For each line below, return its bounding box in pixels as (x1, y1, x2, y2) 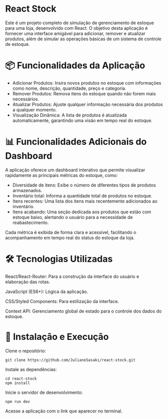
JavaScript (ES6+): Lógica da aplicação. (5, 288, 88, 294)
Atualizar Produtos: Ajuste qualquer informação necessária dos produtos (12, 101, 163, 107)
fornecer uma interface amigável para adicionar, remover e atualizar (5, 30, 145, 36)
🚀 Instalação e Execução (5, 331, 109, 342)
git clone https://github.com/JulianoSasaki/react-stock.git (5, 357, 136, 363)
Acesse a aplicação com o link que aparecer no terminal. (5, 408, 123, 414)
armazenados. (12, 187, 43, 193)
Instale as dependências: (5, 366, 57, 372)
